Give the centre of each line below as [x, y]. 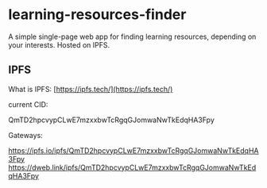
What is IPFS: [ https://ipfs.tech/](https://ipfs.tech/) [91, 89]
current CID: [28, 104]
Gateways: [26, 135]
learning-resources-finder [97, 15]
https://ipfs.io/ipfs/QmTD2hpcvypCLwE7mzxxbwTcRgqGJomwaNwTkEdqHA [133, 150]
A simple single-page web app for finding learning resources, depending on [132, 36]
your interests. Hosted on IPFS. [59, 44]
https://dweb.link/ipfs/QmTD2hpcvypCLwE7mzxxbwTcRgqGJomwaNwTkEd [132, 167]
